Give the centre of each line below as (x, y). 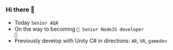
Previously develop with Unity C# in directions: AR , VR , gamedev (91, 41)
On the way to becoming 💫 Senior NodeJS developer (79, 29)
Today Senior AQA (36, 23)
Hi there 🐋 (20, 10)
